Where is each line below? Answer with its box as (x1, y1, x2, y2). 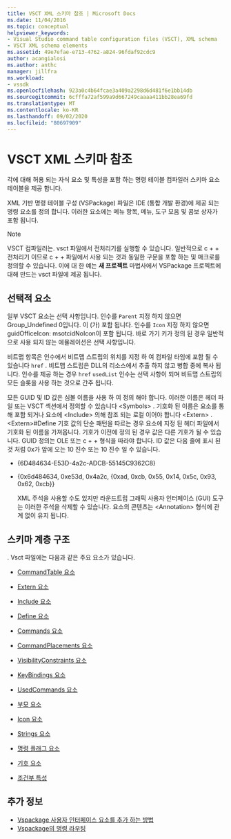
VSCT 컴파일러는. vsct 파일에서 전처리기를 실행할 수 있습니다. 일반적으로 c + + (7, 244, 219, 252)
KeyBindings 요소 (17, 671, 66, 679)
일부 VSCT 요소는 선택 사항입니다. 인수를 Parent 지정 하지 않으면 (7, 312, 181, 320)
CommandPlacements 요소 (17, 641, 93, 650)
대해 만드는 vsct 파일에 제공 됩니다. (7, 270, 102, 279)
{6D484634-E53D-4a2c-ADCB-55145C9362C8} (17, 459, 157, 468)
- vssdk (7, 81, 30, 88)
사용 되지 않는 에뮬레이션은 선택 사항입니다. (19, 338, 137, 347)
